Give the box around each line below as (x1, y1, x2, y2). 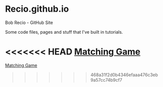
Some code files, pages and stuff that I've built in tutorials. (5, 29, 123, 35)
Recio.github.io (5, 3, 69, 15)
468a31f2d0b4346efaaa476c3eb (90, 72, 158, 78)
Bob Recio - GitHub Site (5, 20, 53, 25)
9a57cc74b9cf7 (90, 77, 123, 83)
